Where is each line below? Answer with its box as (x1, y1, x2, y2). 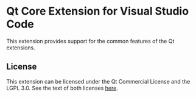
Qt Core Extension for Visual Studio (6, 4, 189, 18)
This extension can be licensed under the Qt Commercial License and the (6, 77, 191, 85)
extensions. (6, 44, 35, 51)
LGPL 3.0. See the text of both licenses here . (6, 84, 119, 92)
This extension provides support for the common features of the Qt (6, 37, 175, 45)
